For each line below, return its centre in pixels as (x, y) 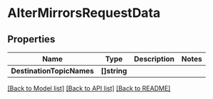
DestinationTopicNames (52, 71)
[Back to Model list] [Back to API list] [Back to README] (89, 88)
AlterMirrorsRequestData (84, 13)
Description (154, 59)
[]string (114, 71)
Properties (31, 39)
